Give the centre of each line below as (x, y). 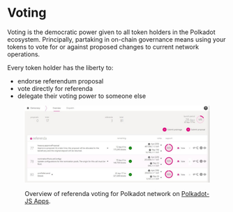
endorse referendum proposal (60, 81)
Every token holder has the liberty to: (60, 67)
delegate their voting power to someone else (82, 96)
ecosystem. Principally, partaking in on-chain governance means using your (116, 39)
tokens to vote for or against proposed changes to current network (103, 47)
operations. (24, 54)
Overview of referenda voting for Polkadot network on (102, 194)
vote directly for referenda (55, 88)
